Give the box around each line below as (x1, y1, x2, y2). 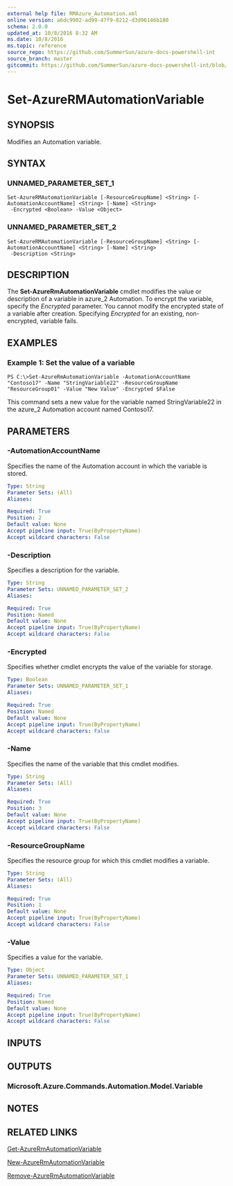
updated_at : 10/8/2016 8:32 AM (7, 29, 98, 37)
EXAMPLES (7, 337, 58, 349)
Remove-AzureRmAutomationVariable (7, 1171, 115, 1180)
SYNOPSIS (7, 119, 55, 131)
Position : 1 (7, 902, 42, 909)
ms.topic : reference (7, 42, 67, 49)
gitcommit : (7, 62, 39, 69)
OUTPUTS (7, 1060, 52, 1072)
